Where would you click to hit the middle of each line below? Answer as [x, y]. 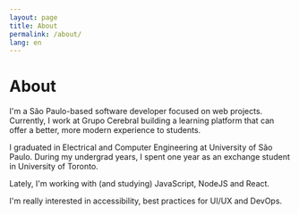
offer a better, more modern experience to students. [105, 130]
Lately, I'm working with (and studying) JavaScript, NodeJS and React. [140, 184]
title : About [34, 26]
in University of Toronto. [54, 167]
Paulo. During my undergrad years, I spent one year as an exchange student [150, 157]
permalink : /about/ [46, 34]
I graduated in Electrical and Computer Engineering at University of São [141, 147]
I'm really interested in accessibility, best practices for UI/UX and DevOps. [146, 201]
